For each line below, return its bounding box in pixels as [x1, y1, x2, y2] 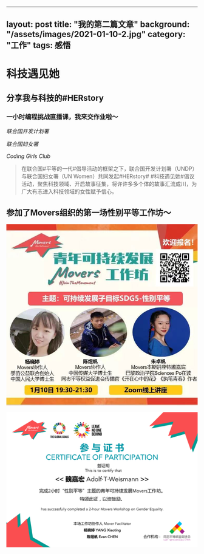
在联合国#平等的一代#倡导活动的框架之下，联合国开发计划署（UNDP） [21, 165, 198, 173]
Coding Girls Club [6, 152, 50, 160]
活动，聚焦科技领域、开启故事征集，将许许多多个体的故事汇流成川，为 [21, 180, 197, 188]
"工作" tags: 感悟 [6, 40, 71, 50]
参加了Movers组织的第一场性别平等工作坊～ [6, 207, 172, 217]
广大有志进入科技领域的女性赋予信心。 [21, 188, 117, 195]
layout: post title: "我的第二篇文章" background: [6, 19, 190, 30]
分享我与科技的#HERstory [6, 92, 104, 103]
